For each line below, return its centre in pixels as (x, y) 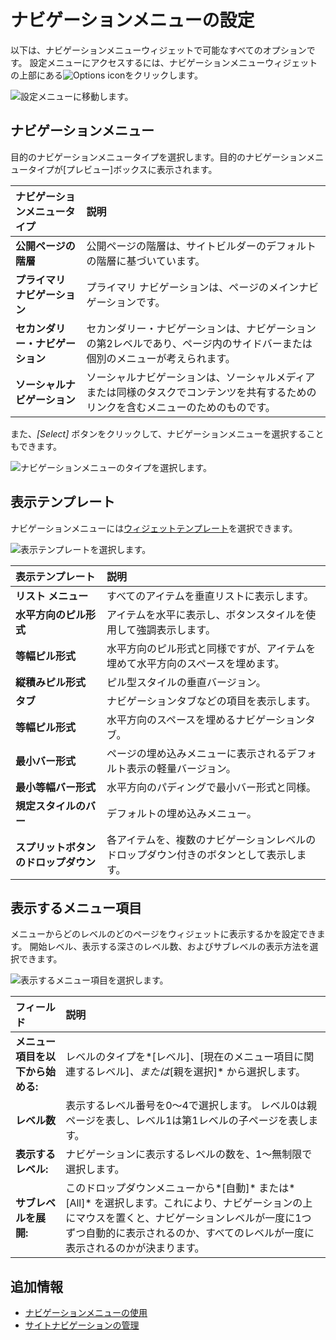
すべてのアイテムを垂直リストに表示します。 (210, 596)
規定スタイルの (51, 806)
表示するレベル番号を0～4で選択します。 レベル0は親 (191, 1106)
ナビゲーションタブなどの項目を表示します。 (211, 701)
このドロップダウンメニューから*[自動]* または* (180, 1188)
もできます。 (36, 446)
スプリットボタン (56, 847)
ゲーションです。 (126, 302)
